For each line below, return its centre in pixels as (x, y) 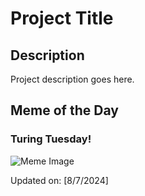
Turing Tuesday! (51, 139)
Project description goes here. (72, 79)
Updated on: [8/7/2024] (59, 180)
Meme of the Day (64, 110)
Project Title (62, 18)
